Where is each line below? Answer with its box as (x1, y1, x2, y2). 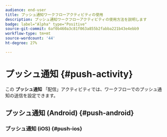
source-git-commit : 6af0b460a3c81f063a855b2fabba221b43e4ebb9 (5, 26, 139, 31)
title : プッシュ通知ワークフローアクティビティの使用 (5, 12, 104, 17)
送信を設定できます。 (14, 92, 58, 98)
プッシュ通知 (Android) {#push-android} (5, 109, 134, 117)
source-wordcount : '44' (5, 36, 56, 41)
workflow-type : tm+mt (5, 31, 51, 36)
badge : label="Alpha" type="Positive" (5, 21, 87, 27)
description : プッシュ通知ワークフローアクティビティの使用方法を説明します (5, 17, 147, 22)
